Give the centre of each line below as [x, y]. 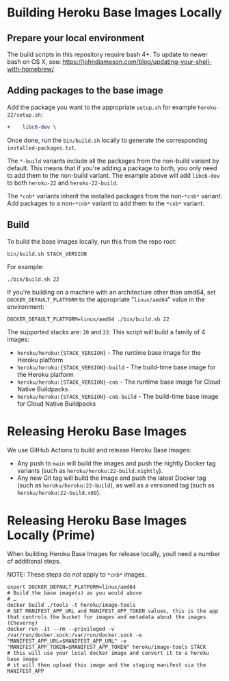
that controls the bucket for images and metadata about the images [107, 617]
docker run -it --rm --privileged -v [61, 630]
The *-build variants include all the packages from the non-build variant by [113, 161]
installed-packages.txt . [42, 147]
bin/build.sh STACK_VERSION [47, 254]
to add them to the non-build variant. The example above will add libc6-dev [113, 175]
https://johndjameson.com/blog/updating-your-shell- [137, 62]
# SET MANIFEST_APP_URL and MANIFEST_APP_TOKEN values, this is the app [113, 611]
